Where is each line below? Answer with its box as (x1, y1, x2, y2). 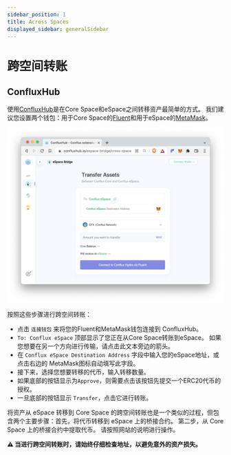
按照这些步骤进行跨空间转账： (7, 310, 91, 318)
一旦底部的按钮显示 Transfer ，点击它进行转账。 (16, 393, 153, 402)
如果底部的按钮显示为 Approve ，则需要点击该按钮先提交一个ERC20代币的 (16, 376, 221, 385)
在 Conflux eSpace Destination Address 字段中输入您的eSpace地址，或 (16, 350, 219, 359)
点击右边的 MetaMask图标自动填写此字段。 (16, 359, 140, 368)
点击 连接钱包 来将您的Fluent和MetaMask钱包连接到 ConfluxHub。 (16, 324, 203, 333)
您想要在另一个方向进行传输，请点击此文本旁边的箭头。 (16, 341, 174, 350)
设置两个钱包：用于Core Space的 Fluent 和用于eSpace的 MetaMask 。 (19, 114, 212, 122)
